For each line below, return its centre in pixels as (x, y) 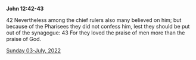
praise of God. (24, 39)
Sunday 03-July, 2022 (34, 50)
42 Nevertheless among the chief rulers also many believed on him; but (94, 20)
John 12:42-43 (25, 9)
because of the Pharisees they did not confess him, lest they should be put (98, 26)
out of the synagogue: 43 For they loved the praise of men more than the (96, 33)
